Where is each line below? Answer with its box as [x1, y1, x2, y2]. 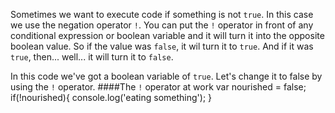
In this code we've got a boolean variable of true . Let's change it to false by [10, 70, 323, 82]
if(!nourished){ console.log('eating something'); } [10, 92, 213, 103]
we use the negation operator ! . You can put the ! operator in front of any [10, 19, 314, 31]
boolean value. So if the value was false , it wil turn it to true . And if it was [10, 40, 314, 52]
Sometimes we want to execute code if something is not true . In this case [10, 9, 314, 20]
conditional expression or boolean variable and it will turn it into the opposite [10, 30, 325, 41]
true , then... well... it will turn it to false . [10, 51, 174, 63]
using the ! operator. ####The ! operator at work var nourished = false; [10, 81, 307, 93]
